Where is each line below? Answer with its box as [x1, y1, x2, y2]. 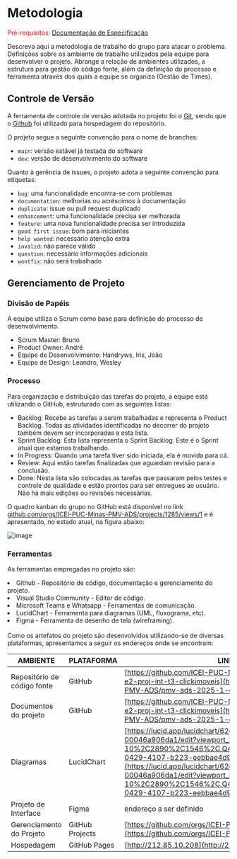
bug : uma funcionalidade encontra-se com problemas [17, 189, 173, 198]
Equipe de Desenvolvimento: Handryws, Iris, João [17, 351, 163, 359]
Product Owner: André [17, 343, 83, 352]
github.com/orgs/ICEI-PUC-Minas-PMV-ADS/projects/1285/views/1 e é [7, 510, 214, 518]
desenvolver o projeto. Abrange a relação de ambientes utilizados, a [7, 57, 206, 65]
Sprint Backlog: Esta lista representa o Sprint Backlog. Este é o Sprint [17, 436, 219, 444]
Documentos [11, 701, 54, 711]
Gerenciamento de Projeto [7, 278, 126, 290]
